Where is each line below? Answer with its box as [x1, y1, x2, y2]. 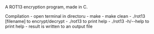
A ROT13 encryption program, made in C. [5, 4, 88, 10]
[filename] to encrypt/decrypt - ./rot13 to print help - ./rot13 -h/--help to [5, 19, 150, 24]
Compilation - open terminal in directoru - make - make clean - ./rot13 [5, 13, 146, 19]
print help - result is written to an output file [5, 23, 93, 29]
